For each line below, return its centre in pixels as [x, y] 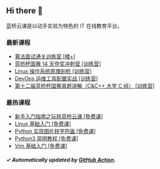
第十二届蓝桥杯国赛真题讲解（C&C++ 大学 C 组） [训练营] [84, 86]
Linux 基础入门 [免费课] [43, 124]
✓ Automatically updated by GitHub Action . [61, 160]
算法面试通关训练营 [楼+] [45, 57]
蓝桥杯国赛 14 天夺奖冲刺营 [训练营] [58, 64]
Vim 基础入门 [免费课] [41, 146]
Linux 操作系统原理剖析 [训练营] [53, 71]
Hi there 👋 [25, 11]
